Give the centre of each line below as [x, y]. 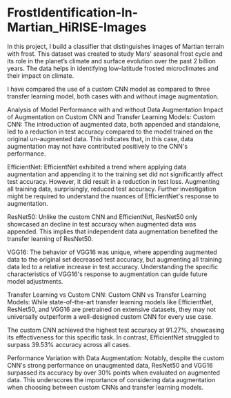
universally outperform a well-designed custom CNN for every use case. [110, 316]
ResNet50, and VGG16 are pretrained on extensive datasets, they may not [111, 309]
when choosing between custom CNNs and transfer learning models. [106, 387]
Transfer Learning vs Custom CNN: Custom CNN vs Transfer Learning [107, 295]
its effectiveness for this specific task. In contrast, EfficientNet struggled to [113, 337]
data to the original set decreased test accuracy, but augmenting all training [114, 259]
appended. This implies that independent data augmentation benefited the [113, 231]
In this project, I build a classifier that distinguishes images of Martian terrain [115, 46]
